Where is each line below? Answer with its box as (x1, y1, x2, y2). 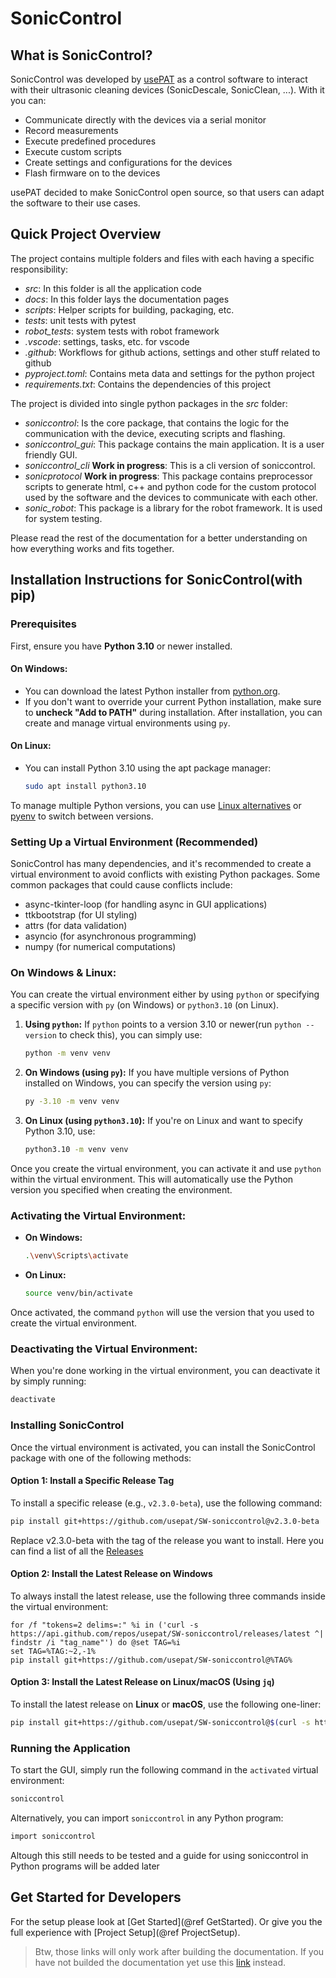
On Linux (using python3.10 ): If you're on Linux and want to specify (24, 1115, 303, 1127)
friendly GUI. (24, 448, 78, 461)
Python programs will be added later (10, 1860, 160, 1872)
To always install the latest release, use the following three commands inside (10, 1590, 326, 1602)
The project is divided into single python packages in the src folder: (10, 397, 288, 409)
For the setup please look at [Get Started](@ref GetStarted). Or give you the (10, 1915, 323, 1927)
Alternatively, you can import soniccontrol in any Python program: (10, 1812, 284, 1824)
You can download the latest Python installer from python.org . (24, 685, 281, 697)
